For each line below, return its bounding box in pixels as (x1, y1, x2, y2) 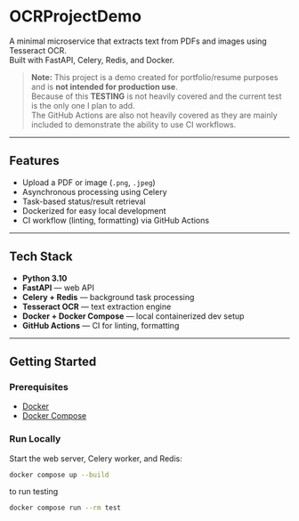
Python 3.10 (21, 273, 68, 283)
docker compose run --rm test (9, 503, 122, 513)
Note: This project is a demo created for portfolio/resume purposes (30, 71, 279, 82)
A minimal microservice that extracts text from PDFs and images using (9, 36, 267, 46)
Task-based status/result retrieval (21, 196, 146, 207)
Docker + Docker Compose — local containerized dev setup (21, 310, 245, 322)
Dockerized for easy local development (21, 205, 166, 216)
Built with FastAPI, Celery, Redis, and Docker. (9, 54, 175, 65)
